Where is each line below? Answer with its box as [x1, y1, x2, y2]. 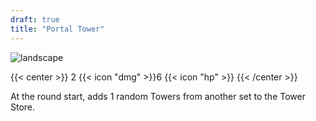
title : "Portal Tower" [10, 24, 105, 34]
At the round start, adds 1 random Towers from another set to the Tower [10, 90, 306, 102]
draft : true [10, 14, 60, 25]
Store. [10, 101, 36, 113]
